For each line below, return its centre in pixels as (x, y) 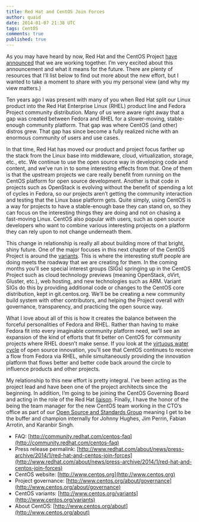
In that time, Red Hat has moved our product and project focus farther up (96, 149)
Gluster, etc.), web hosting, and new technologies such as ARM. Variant (94, 281)
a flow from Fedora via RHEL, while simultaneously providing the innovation (99, 356)
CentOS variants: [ (37, 493)
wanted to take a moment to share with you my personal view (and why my (98, 82)
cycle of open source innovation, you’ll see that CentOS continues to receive (100, 350)
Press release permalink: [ (47, 449)
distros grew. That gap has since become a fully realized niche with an (92, 131)
